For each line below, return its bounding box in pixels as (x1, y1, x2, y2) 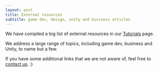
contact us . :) (5, 61, 33, 67)
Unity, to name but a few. (5, 46, 57, 52)
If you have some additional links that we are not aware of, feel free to (5, 56, 151, 62)
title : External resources (5, 12, 62, 17)
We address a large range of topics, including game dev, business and (5, 41, 152, 47)
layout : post (5, 7, 33, 13)
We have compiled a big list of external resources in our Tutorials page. (5, 31, 154, 37)
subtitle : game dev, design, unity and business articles (5, 17, 131, 22)
